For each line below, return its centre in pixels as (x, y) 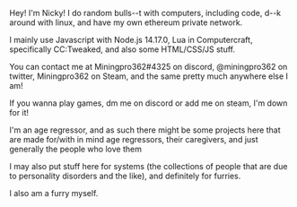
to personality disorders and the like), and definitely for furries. (125, 176)
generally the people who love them (75, 149)
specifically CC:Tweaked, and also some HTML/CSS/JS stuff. (122, 49)
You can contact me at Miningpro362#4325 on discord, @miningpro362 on (148, 67)
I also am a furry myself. (54, 193)
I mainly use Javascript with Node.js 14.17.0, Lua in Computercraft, (131, 40)
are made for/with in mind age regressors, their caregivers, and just (134, 139)
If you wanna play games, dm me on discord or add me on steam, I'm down (148, 103)
